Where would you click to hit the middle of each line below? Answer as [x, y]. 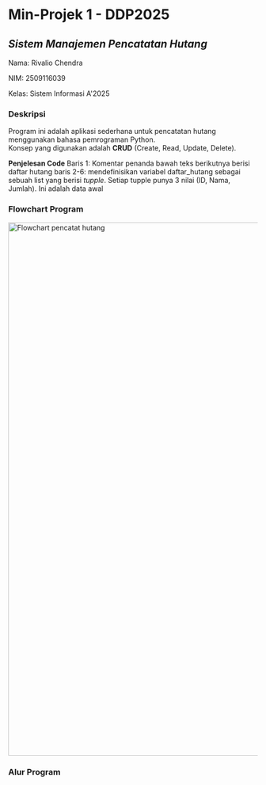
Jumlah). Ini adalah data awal [56, 189]
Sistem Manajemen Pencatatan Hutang [108, 44]
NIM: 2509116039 [37, 78]
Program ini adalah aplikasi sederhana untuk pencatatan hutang [112, 131]
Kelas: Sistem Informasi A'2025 [59, 93]
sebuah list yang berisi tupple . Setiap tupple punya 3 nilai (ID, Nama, [120, 181]
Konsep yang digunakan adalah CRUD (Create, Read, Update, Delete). [122, 148]
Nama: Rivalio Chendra [46, 63]
